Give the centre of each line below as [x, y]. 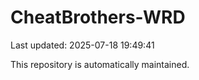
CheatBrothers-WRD [98, 17]
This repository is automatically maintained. [100, 64]
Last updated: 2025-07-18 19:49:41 [82, 45]
